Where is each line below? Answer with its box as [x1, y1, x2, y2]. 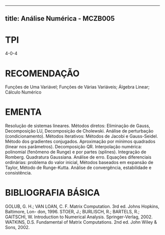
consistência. [5, 170, 32, 176]
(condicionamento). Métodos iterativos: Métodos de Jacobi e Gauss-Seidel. [5, 134, 158, 139]
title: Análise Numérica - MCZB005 [5, 14, 115, 23]
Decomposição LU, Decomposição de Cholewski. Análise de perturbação [5, 128, 154, 134]
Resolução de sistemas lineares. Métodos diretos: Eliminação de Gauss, [5, 123, 151, 129]
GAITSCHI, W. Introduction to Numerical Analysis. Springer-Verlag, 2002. [5, 214, 153, 220]
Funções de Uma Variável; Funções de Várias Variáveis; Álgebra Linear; [5, 84, 150, 90]
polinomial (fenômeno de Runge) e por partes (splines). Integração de [5, 149, 146, 155]
